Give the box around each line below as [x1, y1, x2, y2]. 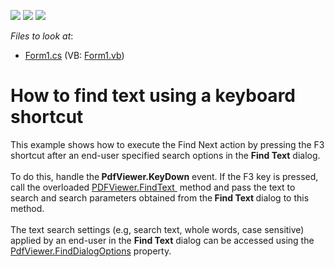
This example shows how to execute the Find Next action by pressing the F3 [10, 138, 325, 150]
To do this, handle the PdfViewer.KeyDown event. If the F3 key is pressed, [10, 170, 319, 182]
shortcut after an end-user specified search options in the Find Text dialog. [10, 149, 321, 161]
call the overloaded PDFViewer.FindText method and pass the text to [10, 181, 296, 193]
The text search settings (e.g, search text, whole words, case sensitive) [10, 223, 305, 235]
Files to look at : [10, 30, 74, 42]
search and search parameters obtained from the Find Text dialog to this [10, 191, 310, 204]
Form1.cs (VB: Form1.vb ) [24, 50, 125, 61]
